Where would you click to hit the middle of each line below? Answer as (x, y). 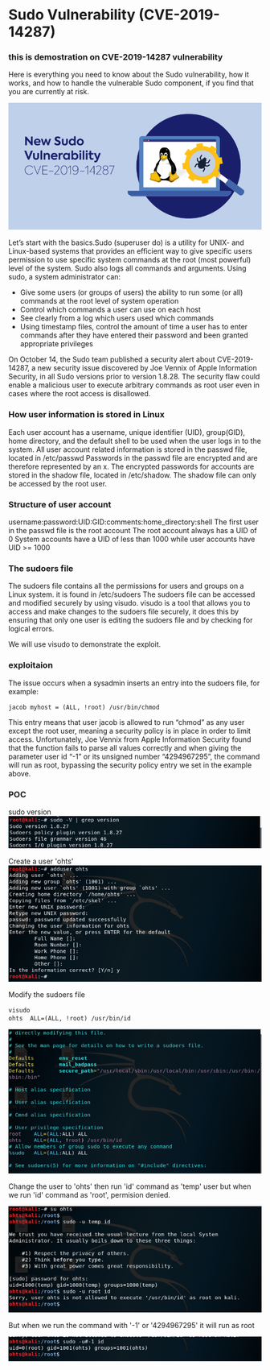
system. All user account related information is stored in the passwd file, (128, 449)
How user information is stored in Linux (86, 415)
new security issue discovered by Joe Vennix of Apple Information (147, 368)
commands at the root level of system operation (99, 301)
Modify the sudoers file (47, 995)
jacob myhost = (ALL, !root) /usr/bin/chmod (84, 707)
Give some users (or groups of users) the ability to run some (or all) (131, 292)
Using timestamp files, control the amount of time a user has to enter (134, 327)
